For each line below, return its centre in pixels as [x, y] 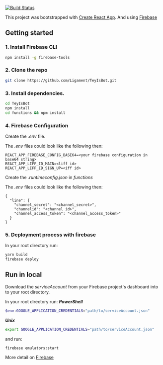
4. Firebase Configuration [37, 125]
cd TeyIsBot [17, 104]
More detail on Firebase [29, 358]
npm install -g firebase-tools [38, 57]
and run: [14, 339]
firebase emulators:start [32, 348]
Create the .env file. [25, 136]
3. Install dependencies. [35, 93]
